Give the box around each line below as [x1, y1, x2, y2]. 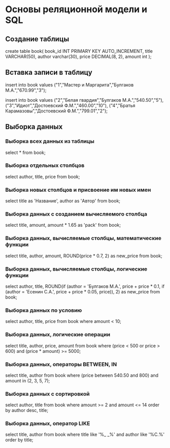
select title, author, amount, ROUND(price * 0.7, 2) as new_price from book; [5, 253, 162, 259]
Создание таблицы [5, 35, 70, 43]
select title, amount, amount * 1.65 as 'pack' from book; [5, 222, 121, 228]
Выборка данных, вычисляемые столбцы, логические [5, 265, 148, 273]
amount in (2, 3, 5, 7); [5, 377, 50, 383]
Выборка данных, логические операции [5, 331, 111, 338]
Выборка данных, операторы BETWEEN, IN [5, 361, 117, 368]
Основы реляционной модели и [5, 4, 148, 15]
